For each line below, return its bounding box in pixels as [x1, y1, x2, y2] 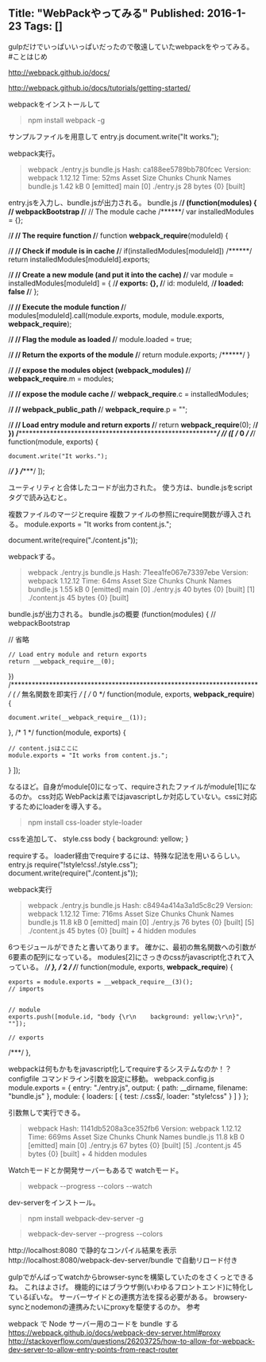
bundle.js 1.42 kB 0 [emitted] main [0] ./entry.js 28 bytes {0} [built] [27, 181, 246, 191]
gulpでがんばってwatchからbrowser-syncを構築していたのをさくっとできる [8, 1272, 254, 1282]
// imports [8, 984, 44, 993]
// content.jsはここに [8, 744, 79, 752]
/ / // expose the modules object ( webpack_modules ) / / [8, 365, 191, 374]
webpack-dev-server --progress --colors [27, 1228, 164, 1238]
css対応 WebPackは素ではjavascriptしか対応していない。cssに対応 [37, 791, 258, 801]
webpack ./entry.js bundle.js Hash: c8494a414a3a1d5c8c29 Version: [27, 900, 253, 910]
